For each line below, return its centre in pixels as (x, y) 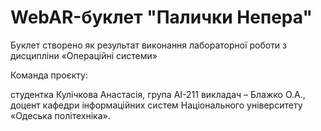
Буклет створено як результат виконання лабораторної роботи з (149, 45)
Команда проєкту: (49, 75)
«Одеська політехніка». (60, 115)
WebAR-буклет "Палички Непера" (161, 17)
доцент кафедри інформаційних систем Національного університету (156, 105)
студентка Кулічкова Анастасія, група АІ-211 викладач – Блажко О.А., (158, 94)
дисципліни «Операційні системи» (84, 55)
